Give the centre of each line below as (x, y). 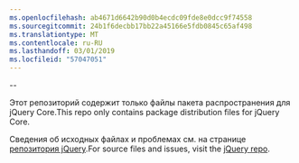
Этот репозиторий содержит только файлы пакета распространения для (150, 103)
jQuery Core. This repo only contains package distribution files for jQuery (145, 112)
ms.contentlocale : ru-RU (56, 43)
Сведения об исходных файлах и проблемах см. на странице (128, 139)
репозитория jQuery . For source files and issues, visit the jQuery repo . (140, 149)
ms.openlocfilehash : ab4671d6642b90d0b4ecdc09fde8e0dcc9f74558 (131, 18)
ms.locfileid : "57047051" (58, 59)
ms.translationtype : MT (54, 34)
